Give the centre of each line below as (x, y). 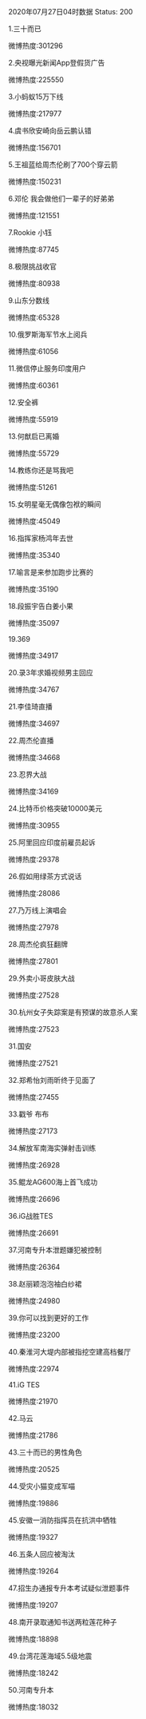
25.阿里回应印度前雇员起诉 (52, 842)
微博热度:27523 (34, 1029)
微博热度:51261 (33, 487)
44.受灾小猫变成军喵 (42, 1486)
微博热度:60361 (34, 385)
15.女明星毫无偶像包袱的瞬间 (55, 504)
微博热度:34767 (34, 689)
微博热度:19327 (33, 1537)
